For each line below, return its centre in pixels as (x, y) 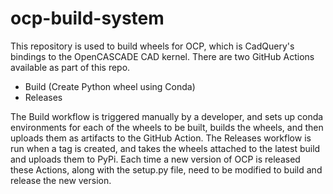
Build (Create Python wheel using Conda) (110, 86)
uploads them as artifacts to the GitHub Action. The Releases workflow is (161, 138)
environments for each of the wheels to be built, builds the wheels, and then (167, 127)
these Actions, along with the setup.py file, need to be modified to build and (166, 169)
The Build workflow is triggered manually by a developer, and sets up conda (167, 116)
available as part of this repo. (70, 67)
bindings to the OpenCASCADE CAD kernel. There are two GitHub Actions (162, 56)
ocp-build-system (87, 18)
